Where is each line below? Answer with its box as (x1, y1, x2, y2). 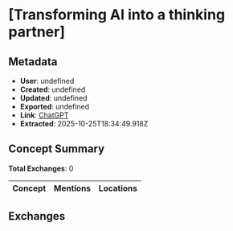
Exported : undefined (19, 102, 90, 111)
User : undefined (19, 76, 75, 85)
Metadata (8, 55, 58, 68)
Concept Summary (8, 142, 105, 156)
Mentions (53, 183, 91, 194)
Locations (98, 183, 138, 194)
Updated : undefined (19, 93, 88, 102)
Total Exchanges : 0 (8, 163, 74, 173)
